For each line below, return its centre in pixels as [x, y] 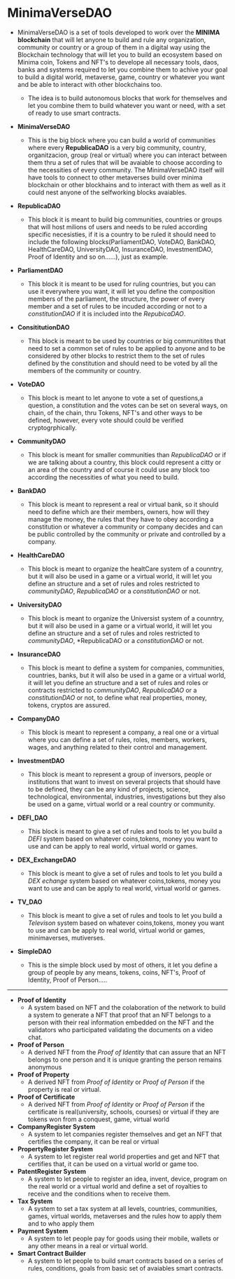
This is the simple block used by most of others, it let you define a [123, 965]
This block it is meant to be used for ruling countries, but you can [122, 284]
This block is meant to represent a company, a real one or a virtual [123, 732]
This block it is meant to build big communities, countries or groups [125, 219]
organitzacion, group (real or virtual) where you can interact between [127, 155]
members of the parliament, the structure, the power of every [116, 299]
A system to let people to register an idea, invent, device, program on [127, 1179]
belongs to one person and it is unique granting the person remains [125, 1060]
